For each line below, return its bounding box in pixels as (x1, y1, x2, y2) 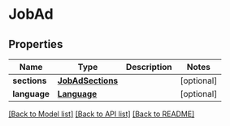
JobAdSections (57, 75, 119, 86)
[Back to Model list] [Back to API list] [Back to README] (8, 109, 195, 119)
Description (125, 62, 172, 72)
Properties (8, 37, 63, 51)
